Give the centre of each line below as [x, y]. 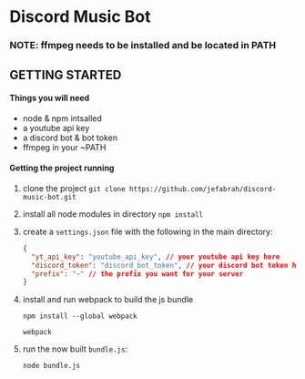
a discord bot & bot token [70, 138]
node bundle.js [51, 366]
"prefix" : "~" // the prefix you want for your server [137, 274]
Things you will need [50, 98]
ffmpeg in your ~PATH [64, 147]
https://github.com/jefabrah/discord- [203, 189]
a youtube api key [56, 128]
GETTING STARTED [66, 75]
